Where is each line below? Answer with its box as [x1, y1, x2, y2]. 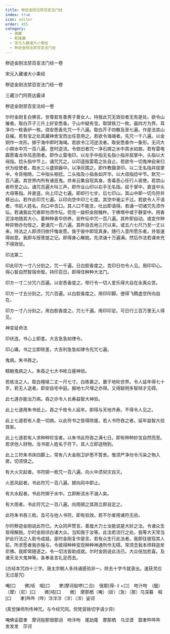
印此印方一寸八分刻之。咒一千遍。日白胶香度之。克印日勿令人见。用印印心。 [5, 262, 165, 268]
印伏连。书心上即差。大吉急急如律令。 [5, 335, 85, 341]
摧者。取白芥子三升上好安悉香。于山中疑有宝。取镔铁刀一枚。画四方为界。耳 [5, 120, 165, 126]
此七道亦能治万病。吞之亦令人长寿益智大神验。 [5, 396, 103, 402]
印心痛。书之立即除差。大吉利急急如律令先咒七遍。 [5, 346, 112, 352]
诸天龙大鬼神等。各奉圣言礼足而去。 [5, 554, 81, 560]
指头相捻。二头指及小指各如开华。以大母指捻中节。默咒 [45, 171, 160, 177]
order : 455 [5, 21, 28, 27]
